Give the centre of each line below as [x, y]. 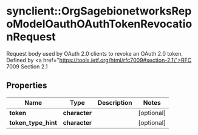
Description [115, 102]
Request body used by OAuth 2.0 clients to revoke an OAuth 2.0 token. [95, 53]
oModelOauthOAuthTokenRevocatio [99, 24]
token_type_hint [33, 122]
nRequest [31, 37]
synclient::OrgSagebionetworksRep [99, 11]
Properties [27, 86]
